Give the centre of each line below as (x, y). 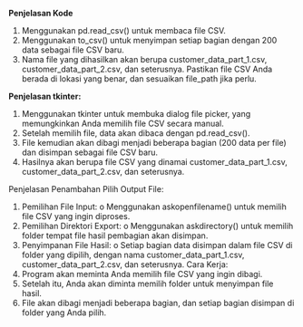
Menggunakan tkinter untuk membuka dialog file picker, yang (136, 114)
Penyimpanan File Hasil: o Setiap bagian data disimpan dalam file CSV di (157, 245)
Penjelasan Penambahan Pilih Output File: (86, 189)
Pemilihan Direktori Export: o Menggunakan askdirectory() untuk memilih (157, 226)
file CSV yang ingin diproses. (76, 216)
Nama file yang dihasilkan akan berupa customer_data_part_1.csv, (144, 59)
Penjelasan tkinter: (45, 96)
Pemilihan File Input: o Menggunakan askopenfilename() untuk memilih (154, 207)
